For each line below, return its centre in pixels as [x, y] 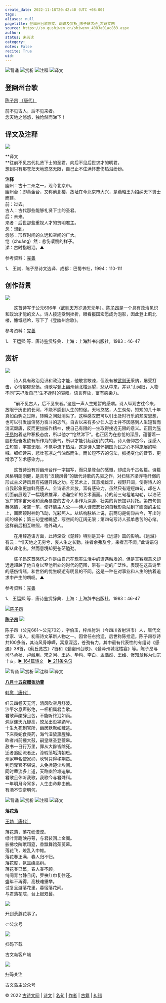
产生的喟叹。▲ [29, 577]
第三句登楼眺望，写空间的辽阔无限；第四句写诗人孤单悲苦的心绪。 [94, 519]
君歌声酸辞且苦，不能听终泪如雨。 [40, 715]
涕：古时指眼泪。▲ [25, 247]
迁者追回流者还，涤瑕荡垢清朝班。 [40, 752]
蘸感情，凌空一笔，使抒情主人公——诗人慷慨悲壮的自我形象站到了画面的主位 [83, 507]
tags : [11, 14]
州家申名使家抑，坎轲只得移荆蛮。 [40, 759]
